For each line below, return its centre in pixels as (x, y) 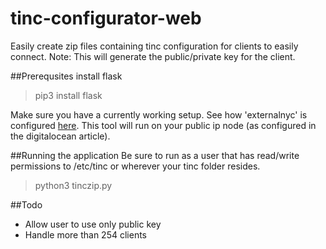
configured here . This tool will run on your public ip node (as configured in (163, 125)
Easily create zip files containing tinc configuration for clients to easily (154, 46)
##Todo (26, 204)
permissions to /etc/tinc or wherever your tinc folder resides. (135, 166)
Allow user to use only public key (93, 224)
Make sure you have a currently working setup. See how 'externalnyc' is (159, 114)
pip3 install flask (68, 95)
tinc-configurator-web (106, 18)
